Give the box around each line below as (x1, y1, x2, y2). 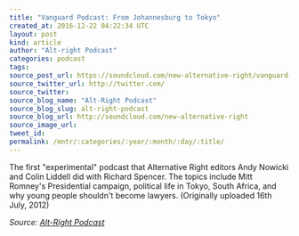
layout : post (9, 29, 58, 38)
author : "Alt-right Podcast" (9, 46, 117, 55)
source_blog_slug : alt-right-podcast (9, 104, 149, 113)
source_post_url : (9, 71, 74, 80)
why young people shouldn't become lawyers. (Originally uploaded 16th (9, 190, 272, 200)
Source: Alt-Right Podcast (9, 216, 105, 227)
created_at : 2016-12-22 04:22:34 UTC (9, 21, 149, 30)
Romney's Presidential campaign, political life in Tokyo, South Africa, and (9, 180, 278, 191)
